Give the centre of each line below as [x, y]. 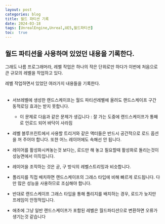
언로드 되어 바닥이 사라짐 [49, 123]
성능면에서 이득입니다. [34, 156]
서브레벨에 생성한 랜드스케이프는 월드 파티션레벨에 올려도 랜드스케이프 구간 [84, 100]
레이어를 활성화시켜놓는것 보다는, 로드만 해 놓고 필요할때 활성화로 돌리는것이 [85, 150]
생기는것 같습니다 [29, 216]
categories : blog [23, 14]
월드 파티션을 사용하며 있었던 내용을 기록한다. [70, 54]
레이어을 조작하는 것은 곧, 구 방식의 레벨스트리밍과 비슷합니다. [72, 166]
